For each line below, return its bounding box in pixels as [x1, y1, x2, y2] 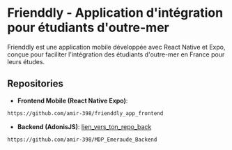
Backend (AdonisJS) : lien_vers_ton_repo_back [17, 122, 152, 130]
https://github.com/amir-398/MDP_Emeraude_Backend [7, 136, 157, 143]
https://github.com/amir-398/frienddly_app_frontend [7, 110, 164, 117]
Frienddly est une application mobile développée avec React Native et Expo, [7, 43, 226, 51]
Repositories [7, 78, 64, 90]
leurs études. [7, 57, 45, 66]
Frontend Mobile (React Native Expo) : [17, 96, 128, 105]
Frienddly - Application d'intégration [7, 5, 224, 21]
